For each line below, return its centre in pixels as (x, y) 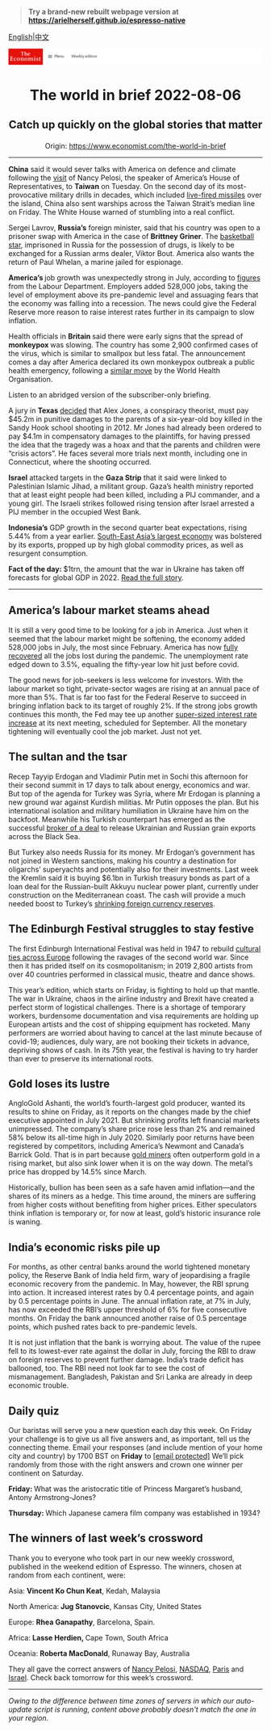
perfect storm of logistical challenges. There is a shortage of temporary (127, 1007)
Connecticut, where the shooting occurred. (80, 462)
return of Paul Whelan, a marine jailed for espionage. (96, 263)
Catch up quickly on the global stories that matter (135, 125)
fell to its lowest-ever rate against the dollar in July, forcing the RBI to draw (132, 1351)
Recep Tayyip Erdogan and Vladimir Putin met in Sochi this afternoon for (128, 776)
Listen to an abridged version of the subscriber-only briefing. (110, 395)
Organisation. (31, 380)
